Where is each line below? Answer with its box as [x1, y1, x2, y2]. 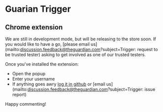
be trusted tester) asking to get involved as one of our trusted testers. [5, 52, 146, 57]
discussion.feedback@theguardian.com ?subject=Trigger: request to [20, 47, 158, 52]
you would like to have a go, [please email [5, 41, 90, 47]
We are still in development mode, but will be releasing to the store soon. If [5, 36, 156, 42]
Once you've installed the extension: [5, 61, 79, 67]
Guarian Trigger [5, 3, 71, 15]
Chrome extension [5, 23, 63, 31]
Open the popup [12, 71, 46, 77]
